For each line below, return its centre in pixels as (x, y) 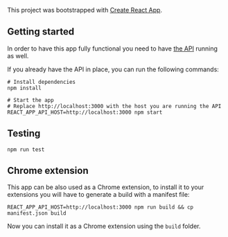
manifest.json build (37, 213)
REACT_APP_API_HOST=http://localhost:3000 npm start (85, 112)
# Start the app (30, 100)
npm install (24, 88)
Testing (24, 133)
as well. (18, 55)
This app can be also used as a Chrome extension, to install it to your (106, 187)
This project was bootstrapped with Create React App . (85, 10)
